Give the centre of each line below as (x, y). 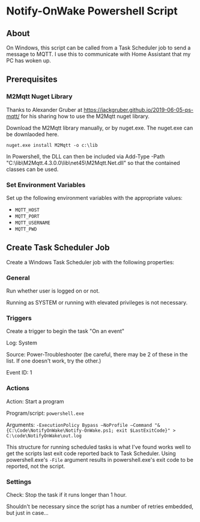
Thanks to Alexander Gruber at (44, 110)
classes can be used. (32, 169)
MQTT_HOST (27, 210)
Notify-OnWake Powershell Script (92, 11)
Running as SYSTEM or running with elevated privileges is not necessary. (97, 303)
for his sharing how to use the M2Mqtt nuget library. (85, 116)
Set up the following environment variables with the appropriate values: (95, 197)
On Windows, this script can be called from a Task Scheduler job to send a (98, 48)
